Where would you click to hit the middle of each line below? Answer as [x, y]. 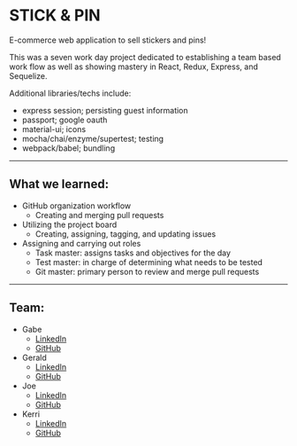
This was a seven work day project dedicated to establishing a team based [145, 57]
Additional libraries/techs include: [70, 93]
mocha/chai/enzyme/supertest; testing [93, 138]
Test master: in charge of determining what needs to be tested [149, 262]
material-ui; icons [54, 129]
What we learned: [59, 184]
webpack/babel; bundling [69, 148]
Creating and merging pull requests [99, 215]
